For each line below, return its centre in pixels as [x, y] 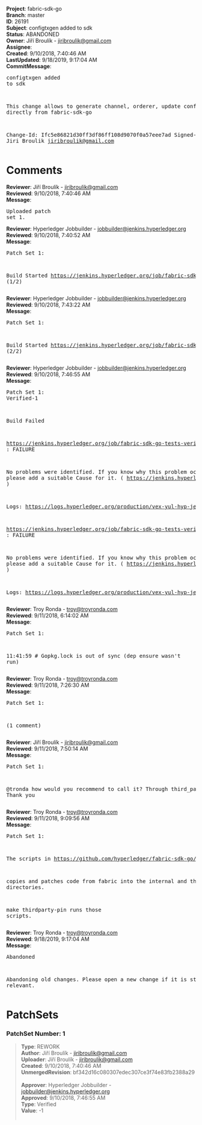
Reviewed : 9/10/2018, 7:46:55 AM [48, 374]
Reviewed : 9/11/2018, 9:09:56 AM [48, 818]
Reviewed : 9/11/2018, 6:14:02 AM [47, 615]
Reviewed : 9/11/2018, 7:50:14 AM [47, 748]
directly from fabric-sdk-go [49, 112]
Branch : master [26, 15]
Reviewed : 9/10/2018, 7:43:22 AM [48, 305]
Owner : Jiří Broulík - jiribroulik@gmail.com [59, 41]
